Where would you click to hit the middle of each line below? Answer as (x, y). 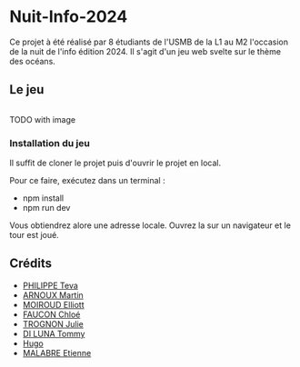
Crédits (31, 264)
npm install (43, 198)
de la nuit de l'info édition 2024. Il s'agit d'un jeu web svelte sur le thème (145, 51)
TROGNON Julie (53, 323)
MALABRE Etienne (57, 352)
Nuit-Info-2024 (69, 17)
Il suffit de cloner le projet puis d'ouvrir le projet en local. (115, 163)
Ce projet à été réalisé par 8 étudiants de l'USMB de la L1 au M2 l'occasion (149, 42)
